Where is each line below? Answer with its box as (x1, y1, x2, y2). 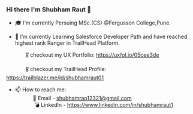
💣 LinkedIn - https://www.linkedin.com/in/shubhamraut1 (34, 101, 174, 109)
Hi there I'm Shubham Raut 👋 (6, 5, 92, 14)
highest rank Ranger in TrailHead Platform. (14, 39, 120, 47)
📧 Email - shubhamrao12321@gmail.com (32, 95, 132, 102)
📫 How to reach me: (14, 86, 67, 93)
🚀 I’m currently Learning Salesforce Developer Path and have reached (14, 33, 188, 41)
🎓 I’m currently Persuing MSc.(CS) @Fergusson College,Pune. (14, 19, 171, 26)
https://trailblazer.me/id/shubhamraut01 (6, 74, 104, 81)
